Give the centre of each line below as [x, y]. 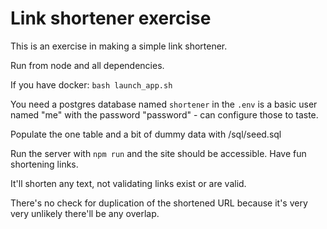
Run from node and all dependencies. [87, 65]
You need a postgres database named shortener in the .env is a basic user [164, 104]
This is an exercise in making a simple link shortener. [119, 46]
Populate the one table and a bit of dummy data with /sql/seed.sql [146, 134]
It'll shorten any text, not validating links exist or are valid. [128, 183]
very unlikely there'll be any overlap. [85, 213]
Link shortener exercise [111, 18]
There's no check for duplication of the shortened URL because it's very [159, 203]
